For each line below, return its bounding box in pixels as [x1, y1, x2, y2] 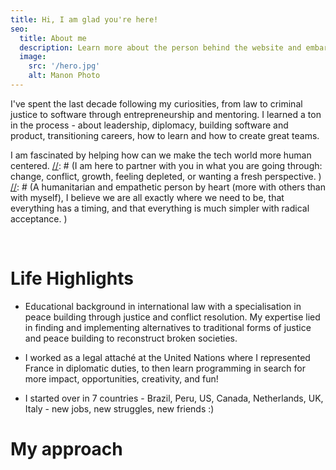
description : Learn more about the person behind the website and [19, 42, 302, 53]
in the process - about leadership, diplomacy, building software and [10, 119, 289, 131]
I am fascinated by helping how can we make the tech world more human [10, 149, 312, 161]
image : [19, 52, 47, 62]
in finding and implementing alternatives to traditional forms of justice [24, 321, 312, 333]
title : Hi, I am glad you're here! [10, 14, 159, 25]
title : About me [19, 33, 87, 43]
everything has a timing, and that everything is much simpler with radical [10, 202, 310, 214]
